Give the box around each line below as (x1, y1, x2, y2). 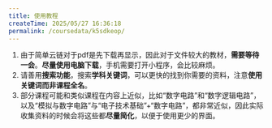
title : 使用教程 (8, 11, 58, 20)
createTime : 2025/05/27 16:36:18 (8, 19, 122, 28)
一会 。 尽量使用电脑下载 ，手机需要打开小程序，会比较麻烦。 (19, 60, 220, 70)
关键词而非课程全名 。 (19, 80, 92, 90)
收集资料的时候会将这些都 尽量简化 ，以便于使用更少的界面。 (19, 111, 220, 121)
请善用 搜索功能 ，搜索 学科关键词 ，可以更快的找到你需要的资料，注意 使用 (19, 70, 262, 80)
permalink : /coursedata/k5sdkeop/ (8, 27, 126, 35)
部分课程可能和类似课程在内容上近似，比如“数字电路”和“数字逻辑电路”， (19, 91, 261, 100)
